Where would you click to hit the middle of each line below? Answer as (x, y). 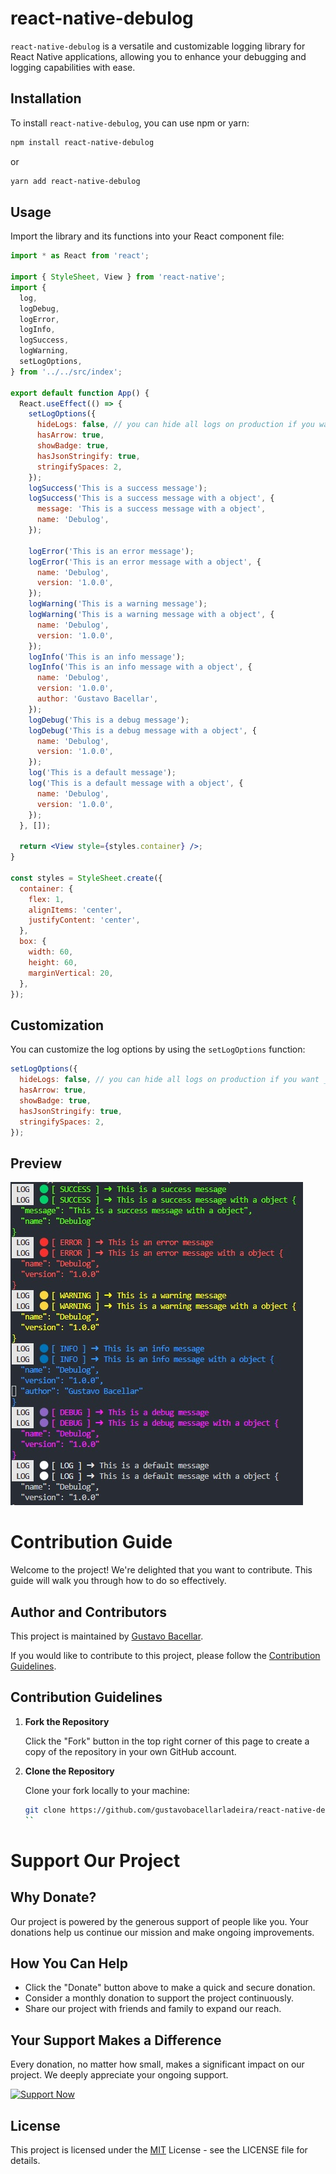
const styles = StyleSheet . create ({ (86, 878)
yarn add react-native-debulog (75, 181)
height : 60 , (53, 962)
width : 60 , (51, 952)
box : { (33, 942)
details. (25, 2160)
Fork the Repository (67, 1721)
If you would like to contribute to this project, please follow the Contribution (165, 1655)
